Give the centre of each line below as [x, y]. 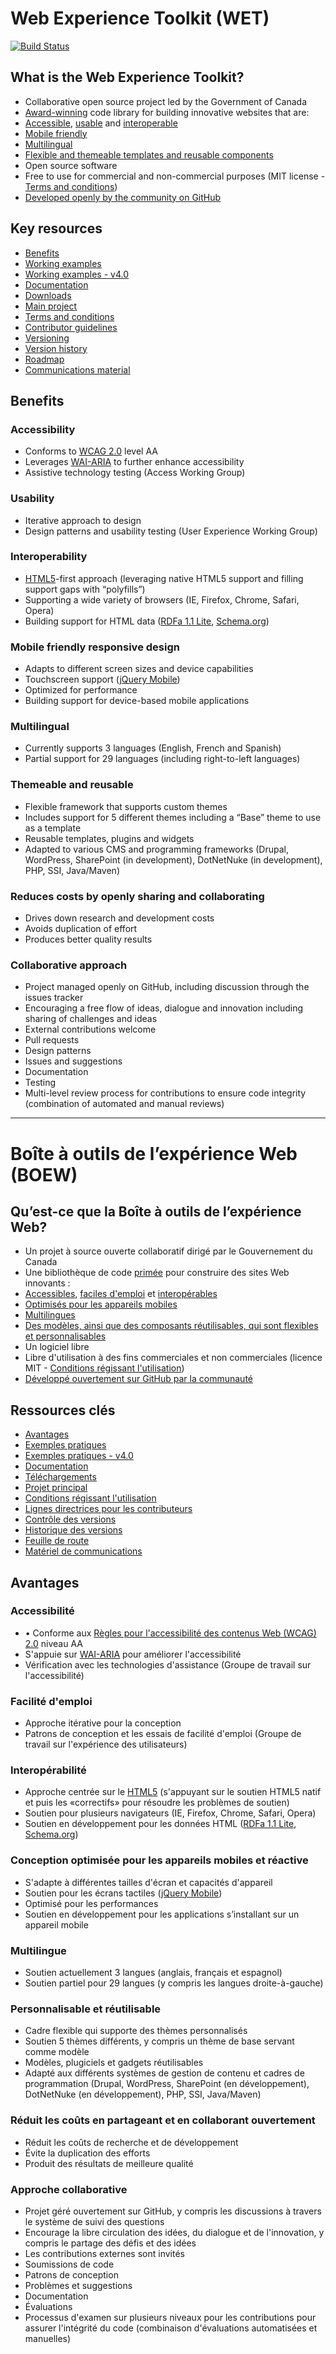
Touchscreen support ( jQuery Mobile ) [102, 679]
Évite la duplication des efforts [87, 2153]
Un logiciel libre [57, 1347]
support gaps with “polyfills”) [85, 589]
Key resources [56, 228]
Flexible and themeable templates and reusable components [149, 154]
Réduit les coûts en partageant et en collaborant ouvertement [163, 2120]
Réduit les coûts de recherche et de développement [131, 2142]
